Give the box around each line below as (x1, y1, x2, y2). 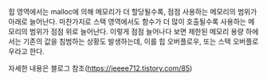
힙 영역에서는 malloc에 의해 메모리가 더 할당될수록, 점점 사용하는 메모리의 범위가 (8, 7, 257, 16)
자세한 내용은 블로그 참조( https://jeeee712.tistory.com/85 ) (8, 64, 193, 73)
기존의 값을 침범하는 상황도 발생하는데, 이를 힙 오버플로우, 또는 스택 (22, 37, 231, 46)
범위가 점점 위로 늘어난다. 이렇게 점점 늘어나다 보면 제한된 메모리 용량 (29, 27, 245, 36)
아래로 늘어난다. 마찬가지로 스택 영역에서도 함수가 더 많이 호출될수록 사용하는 (8, 17, 247, 26)
